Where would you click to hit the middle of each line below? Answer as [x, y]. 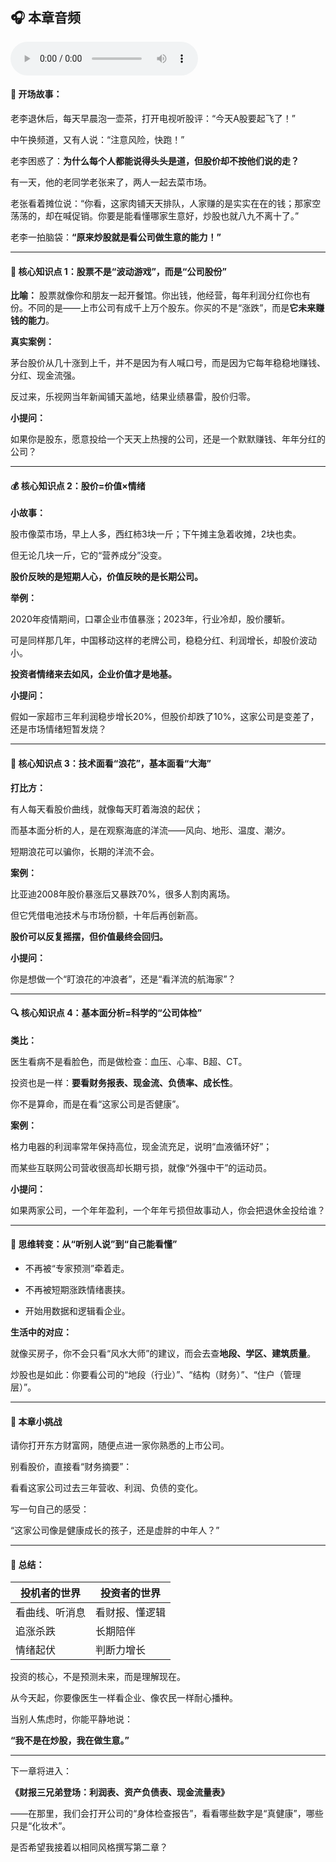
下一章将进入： [41, 1771]
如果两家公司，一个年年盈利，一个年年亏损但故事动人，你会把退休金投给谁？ [168, 1210]
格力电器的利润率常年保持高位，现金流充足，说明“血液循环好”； [141, 1146]
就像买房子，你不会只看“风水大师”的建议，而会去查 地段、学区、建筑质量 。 [163, 1354]
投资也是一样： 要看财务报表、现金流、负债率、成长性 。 [124, 1082]
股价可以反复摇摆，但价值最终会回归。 [89, 936]
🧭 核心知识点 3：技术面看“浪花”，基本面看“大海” [111, 764]
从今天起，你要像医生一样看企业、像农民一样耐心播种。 [124, 1698]
